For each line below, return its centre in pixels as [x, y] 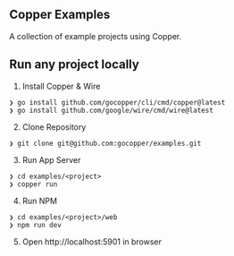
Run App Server [51, 159]
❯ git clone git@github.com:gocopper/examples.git [105, 143]
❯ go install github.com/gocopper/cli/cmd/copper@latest [117, 102]
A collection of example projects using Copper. [96, 36]
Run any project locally [75, 65]
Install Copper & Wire [61, 86]
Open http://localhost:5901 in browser [92, 242]
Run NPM [40, 201]
